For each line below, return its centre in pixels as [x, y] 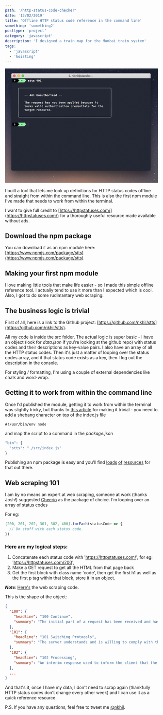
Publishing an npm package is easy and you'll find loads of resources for [78, 462]
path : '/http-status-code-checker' [41, 10]
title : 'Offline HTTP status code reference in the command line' [73, 20]
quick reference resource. [31, 698]
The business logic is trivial [47, 311]
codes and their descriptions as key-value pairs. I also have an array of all [79, 347]
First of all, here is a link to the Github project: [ [52, 322]
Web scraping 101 [32, 483]
